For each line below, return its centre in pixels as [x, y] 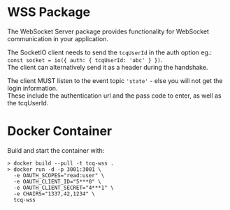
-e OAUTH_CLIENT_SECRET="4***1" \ [64, 188]
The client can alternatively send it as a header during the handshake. [108, 67]
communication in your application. [58, 38]
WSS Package [49, 12]
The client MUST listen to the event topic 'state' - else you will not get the [115, 80]
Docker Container [60, 132]
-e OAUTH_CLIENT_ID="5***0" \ [57, 181]
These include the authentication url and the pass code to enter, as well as [114, 96]
